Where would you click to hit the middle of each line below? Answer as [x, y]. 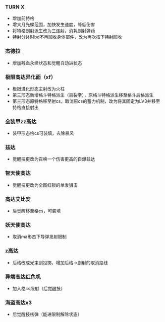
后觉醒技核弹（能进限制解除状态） [47, 315]
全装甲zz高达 [21, 121]
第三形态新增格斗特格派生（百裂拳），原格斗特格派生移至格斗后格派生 [83, 95]
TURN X [15, 7]
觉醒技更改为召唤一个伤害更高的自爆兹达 [54, 159]
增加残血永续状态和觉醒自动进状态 [47, 63]
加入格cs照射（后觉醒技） [39, 288]
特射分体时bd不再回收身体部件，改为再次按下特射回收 [67, 37]
